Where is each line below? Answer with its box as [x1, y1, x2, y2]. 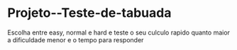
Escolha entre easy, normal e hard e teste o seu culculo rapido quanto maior [7, 28, 231, 37]
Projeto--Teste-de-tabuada [7, 5, 172, 21]
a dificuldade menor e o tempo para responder [7, 35, 144, 44]
